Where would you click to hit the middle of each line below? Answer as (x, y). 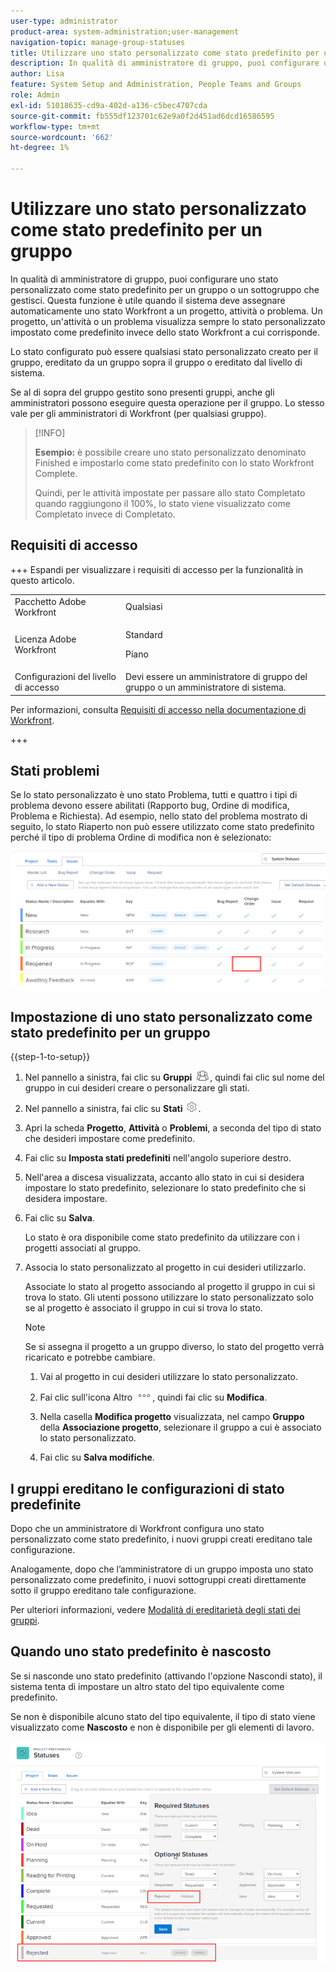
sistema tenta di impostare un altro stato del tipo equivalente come (147, 1686)
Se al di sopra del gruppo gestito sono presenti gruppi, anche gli (142, 392)
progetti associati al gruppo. (83, 1248)
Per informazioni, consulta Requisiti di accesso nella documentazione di (158, 709)
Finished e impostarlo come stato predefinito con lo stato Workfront (174, 462)
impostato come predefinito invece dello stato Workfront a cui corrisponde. (165, 332)
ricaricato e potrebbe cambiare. (90, 1357)
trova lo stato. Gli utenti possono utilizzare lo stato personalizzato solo (169, 1297)
